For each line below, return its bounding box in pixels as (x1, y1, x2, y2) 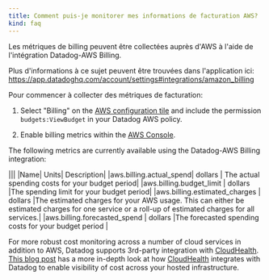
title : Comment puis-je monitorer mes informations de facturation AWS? (8, 11, 258, 20)
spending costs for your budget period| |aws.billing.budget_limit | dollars (8, 178, 250, 188)
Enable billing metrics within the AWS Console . (19, 130, 176, 140)
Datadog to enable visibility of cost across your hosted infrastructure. (8, 262, 240, 272)
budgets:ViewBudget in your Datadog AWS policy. (19, 114, 183, 123)
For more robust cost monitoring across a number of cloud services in (8, 236, 242, 246)
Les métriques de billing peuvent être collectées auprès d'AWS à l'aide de (8, 41, 254, 51)
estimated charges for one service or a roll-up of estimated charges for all (8, 203, 254, 214)
